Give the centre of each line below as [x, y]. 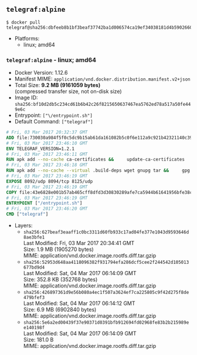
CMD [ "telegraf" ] [27, 215]
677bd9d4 [34, 267]
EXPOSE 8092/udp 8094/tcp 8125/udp [50, 181]
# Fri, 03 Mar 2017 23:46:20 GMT [47, 209]
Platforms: [27, 38]
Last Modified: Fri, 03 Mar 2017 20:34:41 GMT [79, 243]
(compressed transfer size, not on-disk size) [68, 92]
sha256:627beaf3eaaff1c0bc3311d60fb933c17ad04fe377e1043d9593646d [106, 232]
